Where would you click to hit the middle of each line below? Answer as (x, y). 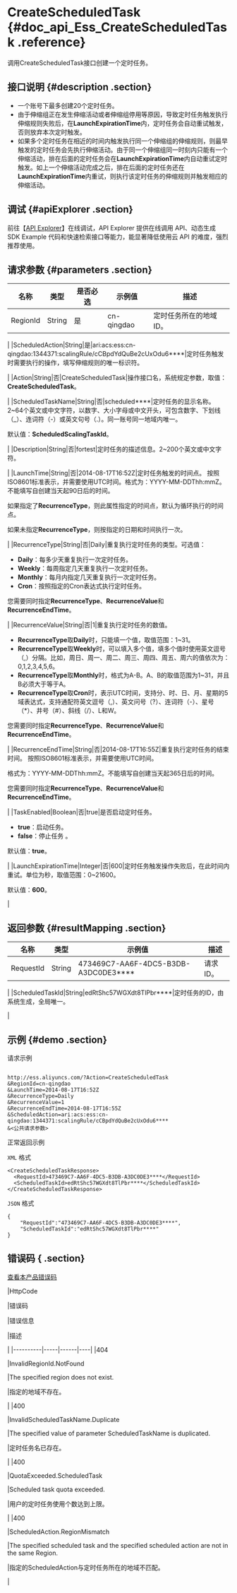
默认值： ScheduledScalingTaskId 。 (60, 434)
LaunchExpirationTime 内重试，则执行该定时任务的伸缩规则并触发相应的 (122, 176)
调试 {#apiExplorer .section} (71, 209)
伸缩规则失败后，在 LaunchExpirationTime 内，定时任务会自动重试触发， (122, 123)
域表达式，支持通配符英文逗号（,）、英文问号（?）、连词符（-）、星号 (116, 702)
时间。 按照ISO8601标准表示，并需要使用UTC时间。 (83, 758)
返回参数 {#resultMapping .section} (87, 928)
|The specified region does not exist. (61, 1377)
